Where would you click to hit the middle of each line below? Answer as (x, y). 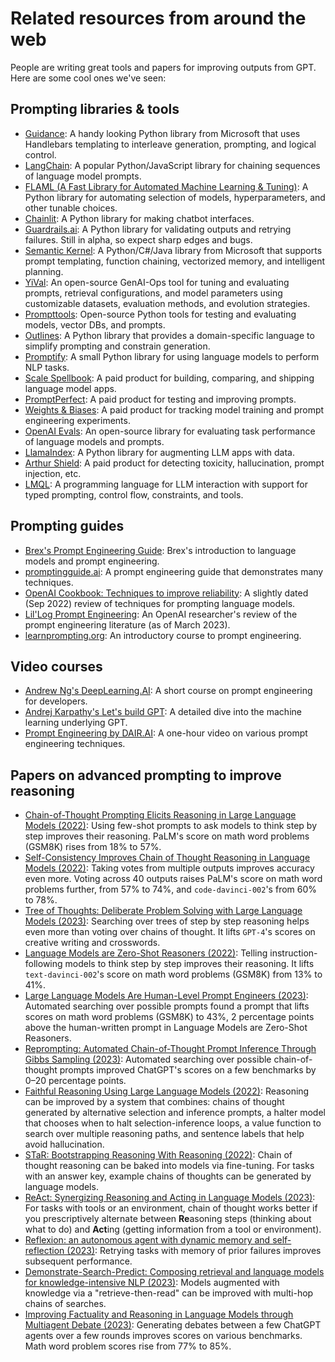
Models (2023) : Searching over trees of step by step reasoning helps (167, 921)
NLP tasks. (47, 367)
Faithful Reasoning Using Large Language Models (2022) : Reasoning (167, 1091)
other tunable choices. (71, 208)
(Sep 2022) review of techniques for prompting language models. (160, 603)
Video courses (56, 666)
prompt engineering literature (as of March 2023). (127, 624)
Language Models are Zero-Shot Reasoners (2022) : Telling (146, 953)
